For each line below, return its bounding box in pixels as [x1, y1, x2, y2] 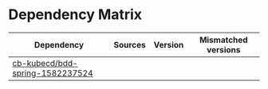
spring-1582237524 [12, 68, 93, 79]
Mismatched [199, 34, 249, 45]
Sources [113, 39, 146, 50]
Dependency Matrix [8, 6, 142, 24]
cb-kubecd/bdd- [12, 57, 78, 68]
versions [207, 44, 241, 55]
